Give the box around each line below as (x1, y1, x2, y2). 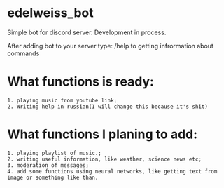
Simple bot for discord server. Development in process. (7, 28, 167, 36)
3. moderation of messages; (7, 161, 90, 169)
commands (7, 49, 40, 58)
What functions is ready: (7, 74, 154, 90)
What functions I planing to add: (7, 126, 198, 142)
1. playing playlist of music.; (7, 149, 101, 156)
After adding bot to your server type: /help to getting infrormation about (7, 41, 213, 50)
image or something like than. (7, 174, 99, 181)
